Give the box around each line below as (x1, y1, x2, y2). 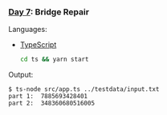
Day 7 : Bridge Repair (8, 6, 90, 18)
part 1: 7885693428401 (8, 93, 88, 101)
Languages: (8, 25, 47, 34)
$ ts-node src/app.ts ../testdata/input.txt (8, 85, 160, 93)
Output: (8, 70, 34, 80)
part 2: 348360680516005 (8, 99, 95, 108)
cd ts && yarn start (19, 55, 89, 64)
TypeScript (19, 40, 57, 50)
